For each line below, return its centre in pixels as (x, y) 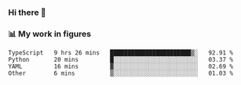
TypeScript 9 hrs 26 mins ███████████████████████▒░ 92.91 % (121, 53)
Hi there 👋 (27, 12)
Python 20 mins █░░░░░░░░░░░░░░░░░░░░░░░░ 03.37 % (121, 60)
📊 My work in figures (50, 34)
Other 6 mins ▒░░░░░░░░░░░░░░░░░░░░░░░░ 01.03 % (121, 73)
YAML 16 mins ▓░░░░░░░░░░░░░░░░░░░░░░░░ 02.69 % (121, 67)
